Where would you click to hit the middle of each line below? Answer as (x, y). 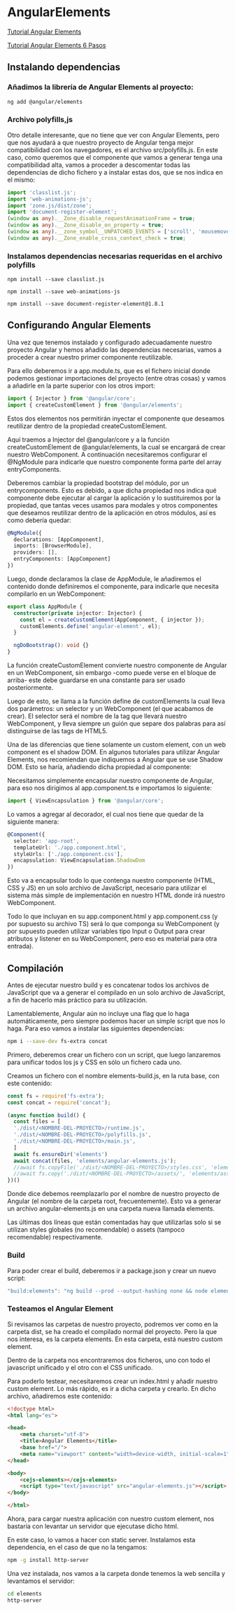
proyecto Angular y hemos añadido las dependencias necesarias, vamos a (114, 349)
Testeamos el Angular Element (60, 1309)
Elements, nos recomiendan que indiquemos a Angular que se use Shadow (115, 760)
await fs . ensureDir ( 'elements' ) (61, 1154)
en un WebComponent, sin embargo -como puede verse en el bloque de (112, 673)
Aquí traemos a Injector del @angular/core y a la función (88, 440)
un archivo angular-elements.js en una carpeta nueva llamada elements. (111, 1209)
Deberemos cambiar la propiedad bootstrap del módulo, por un (98, 483)
